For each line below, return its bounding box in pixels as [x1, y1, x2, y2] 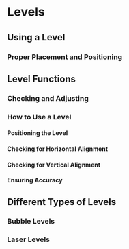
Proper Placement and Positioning [7, 52, 123, 62]
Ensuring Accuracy [7, 176, 63, 185]
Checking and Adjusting [7, 93, 89, 103]
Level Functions [7, 73, 76, 84]
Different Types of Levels [7, 196, 117, 208]
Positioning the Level [7, 129, 68, 137]
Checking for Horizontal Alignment [7, 145, 108, 153]
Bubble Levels [7, 217, 55, 226]
